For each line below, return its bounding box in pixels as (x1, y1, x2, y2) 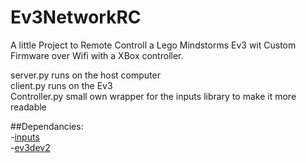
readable (10, 101, 47, 113)
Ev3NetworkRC (10, 6, 142, 29)
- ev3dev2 (10, 141, 51, 153)
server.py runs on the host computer (10, 69, 162, 81)
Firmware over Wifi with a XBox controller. (10, 49, 184, 61)
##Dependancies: (10, 120, 84, 132)
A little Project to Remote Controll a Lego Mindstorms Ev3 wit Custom (10, 39, 297, 51)
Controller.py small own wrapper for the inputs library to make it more (10, 90, 297, 102)
